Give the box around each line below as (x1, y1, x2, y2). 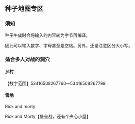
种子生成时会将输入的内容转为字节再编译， (5, 32, 90, 38)
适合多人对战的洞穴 (5, 56, 50, 62)
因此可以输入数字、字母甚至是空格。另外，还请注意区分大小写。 (5, 43, 133, 48)
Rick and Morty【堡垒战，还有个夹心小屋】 (5, 113, 91, 120)
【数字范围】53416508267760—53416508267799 (5, 80, 106, 86)
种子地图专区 (5, 4, 44, 13)
